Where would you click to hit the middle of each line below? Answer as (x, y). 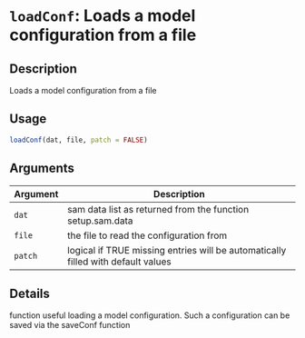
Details (30, 293)
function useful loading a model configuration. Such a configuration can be (150, 315)
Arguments (42, 169)
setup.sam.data (100, 221)
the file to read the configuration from (148, 235)
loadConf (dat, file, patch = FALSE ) (79, 140)
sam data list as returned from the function (158, 209)
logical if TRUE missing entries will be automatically (177, 250)
